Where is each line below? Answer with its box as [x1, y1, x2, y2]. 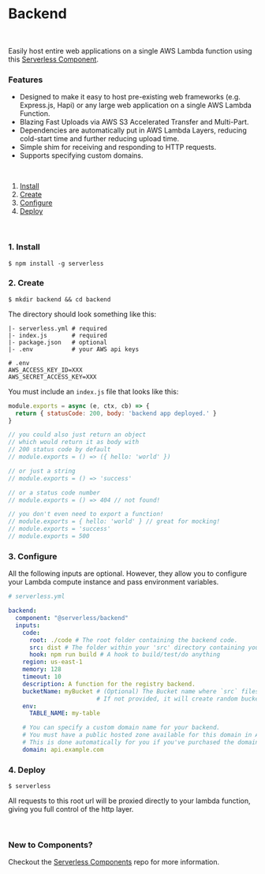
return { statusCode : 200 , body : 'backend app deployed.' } [15, 409, 217, 417]
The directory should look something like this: [8, 309, 156, 319]
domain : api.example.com [22, 745, 104, 753]
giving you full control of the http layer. [8, 805, 134, 814]
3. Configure [8, 551, 58, 562]
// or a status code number [8, 488, 101, 497]
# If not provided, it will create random [95, 695, 238, 703]
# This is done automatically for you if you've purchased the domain [22, 738, 259, 746]
